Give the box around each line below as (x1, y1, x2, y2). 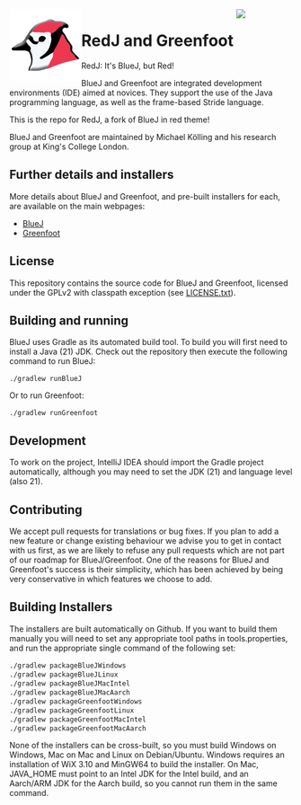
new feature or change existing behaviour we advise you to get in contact (9, 535, 282, 546)
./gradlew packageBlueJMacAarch (9, 687, 130, 697)
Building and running (9, 313, 128, 328)
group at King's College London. (9, 141, 129, 152)
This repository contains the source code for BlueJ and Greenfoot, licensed (9, 278, 288, 288)
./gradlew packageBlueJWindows (9, 660, 127, 670)
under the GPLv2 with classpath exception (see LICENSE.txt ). (9, 287, 236, 297)
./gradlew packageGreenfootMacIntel (9, 714, 146, 724)
